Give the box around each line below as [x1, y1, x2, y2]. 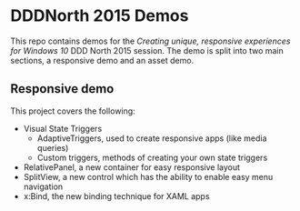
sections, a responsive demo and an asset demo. [10, 55, 195, 65]
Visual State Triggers [23, 123, 103, 134]
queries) [36, 142, 69, 153]
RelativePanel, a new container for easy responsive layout [23, 161, 240, 173]
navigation [23, 181, 64, 192]
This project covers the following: [10, 105, 135, 116]
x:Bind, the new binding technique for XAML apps [23, 190, 210, 201]
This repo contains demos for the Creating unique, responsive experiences [10, 35, 291, 46]
